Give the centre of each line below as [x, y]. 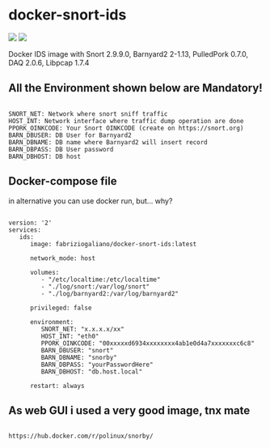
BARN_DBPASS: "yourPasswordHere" [97, 365]
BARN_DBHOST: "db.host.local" [92, 371]
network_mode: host [62, 258]
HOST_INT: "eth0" [70, 336]
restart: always [57, 386]
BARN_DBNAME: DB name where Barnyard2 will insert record [108, 142]
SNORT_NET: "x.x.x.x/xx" [83, 329]
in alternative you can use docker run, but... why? [91, 201]
